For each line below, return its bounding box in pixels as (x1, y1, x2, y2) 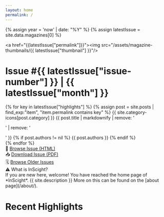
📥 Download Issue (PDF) (5, 151, 59, 157)
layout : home (5, 7, 33, 13)
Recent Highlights (5, 201, 83, 212)
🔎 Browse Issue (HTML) (5, 146, 55, 152)
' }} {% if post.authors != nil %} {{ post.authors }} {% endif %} (5, 134, 136, 141)
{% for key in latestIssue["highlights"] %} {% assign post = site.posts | (5, 104, 154, 110)
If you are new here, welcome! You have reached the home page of (5, 172, 148, 178)
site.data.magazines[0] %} (5, 32, 61, 38)
